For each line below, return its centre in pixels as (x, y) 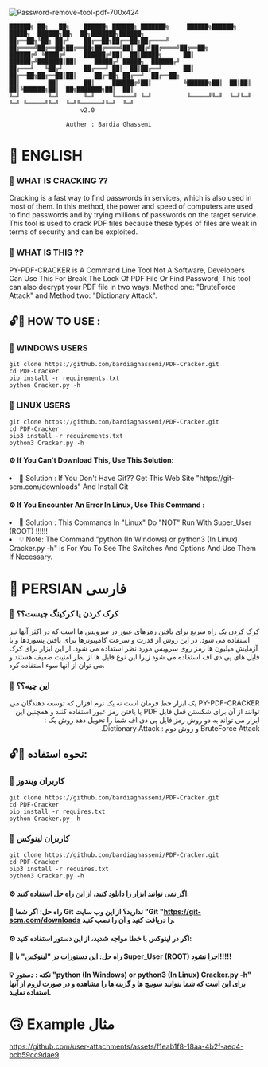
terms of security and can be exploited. (74, 232)
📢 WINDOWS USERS (49, 348)
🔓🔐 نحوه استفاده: (49, 754)
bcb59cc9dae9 (34, 1054)
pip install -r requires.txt (57, 811)
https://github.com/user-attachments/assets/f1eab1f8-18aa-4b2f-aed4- (126, 1046)
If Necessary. (31, 557)
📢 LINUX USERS (40, 405)
